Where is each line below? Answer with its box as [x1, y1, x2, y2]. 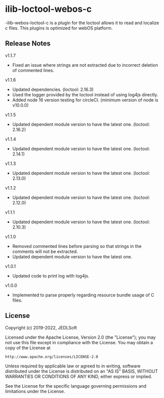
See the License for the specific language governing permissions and [5, 383, 147, 389]
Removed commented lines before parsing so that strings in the [12, 243, 142, 249]
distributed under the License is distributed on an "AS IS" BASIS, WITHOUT [5, 368, 158, 374]
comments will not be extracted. [12, 248, 78, 254]
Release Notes [5, 40, 51, 48]
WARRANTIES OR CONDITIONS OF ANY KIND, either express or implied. [5, 373, 152, 379]
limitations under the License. [5, 388, 65, 394]
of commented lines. [12, 67, 54, 73]
